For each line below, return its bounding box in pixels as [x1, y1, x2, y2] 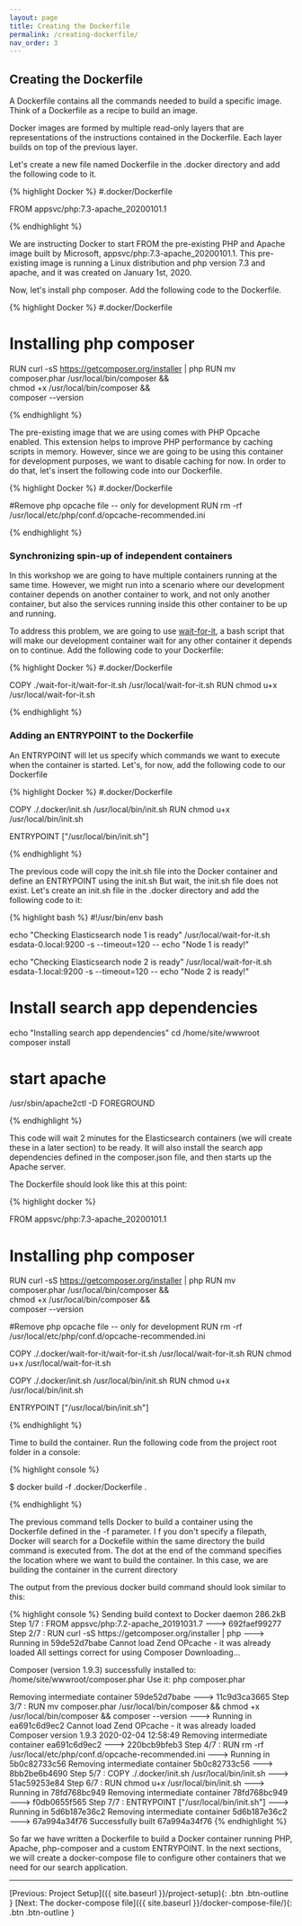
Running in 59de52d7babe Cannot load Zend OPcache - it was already [9, 1638, 271, 1649]
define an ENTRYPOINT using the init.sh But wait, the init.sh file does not [9, 875, 279, 886]
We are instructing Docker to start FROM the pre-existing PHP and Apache [9, 239, 286, 249]
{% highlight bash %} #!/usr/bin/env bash [9, 911, 164, 923]
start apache [9, 1068, 107, 1089]
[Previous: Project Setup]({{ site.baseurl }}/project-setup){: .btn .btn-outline [9, 1888, 289, 1899]
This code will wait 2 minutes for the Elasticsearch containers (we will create [9, 1133, 293, 1144]
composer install [9, 1036, 71, 1047]
